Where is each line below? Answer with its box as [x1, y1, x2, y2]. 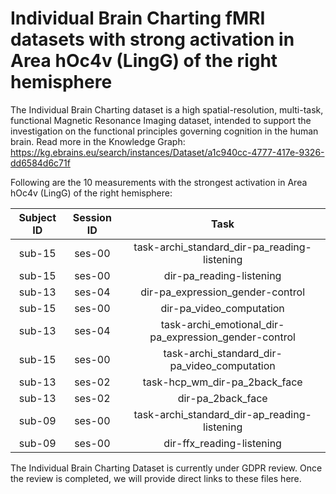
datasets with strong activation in [10, 28, 295, 51]
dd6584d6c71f [10, 157, 71, 169]
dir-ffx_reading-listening [163, 436, 282, 450]
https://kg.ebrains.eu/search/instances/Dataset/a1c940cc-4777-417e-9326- [10, 146, 325, 158]
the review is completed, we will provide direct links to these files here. [10, 472, 302, 484]
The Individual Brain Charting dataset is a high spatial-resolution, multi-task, [10, 103, 324, 116]
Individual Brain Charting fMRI [10, 7, 266, 30]
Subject [18, 210, 57, 224]
